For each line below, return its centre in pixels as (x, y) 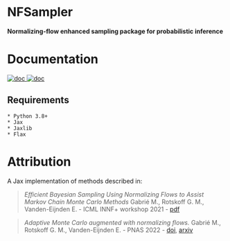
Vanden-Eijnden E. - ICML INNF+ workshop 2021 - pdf (102, 209)
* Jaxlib (20, 128)
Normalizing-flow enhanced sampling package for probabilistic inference (115, 31)
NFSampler (40, 12)
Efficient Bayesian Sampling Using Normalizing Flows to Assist (114, 194)
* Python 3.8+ (28, 116)
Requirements (38, 100)
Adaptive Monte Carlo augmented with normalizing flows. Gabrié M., (123, 222)
